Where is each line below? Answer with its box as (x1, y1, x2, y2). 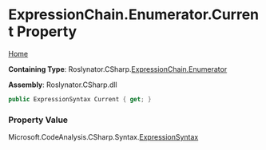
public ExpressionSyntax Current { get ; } (8, 95, 152, 103)
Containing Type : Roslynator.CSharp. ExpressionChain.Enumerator (8, 64, 228, 73)
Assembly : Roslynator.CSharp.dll (8, 80, 117, 89)
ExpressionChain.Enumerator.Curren (8, 6, 260, 24)
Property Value (8, 114, 69, 125)
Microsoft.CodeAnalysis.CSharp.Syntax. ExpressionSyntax (8, 132, 199, 142)
